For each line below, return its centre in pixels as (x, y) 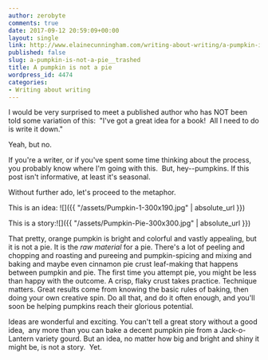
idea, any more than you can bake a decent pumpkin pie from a (113, 331)
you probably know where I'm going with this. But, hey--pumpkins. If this (129, 169)
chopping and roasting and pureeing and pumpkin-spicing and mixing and (130, 256)
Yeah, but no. (30, 145)
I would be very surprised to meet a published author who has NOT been (128, 112)
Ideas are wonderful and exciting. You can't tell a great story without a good (133, 322)
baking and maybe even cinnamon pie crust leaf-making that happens (123, 264)
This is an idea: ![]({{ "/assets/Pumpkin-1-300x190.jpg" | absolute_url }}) (127, 208)
